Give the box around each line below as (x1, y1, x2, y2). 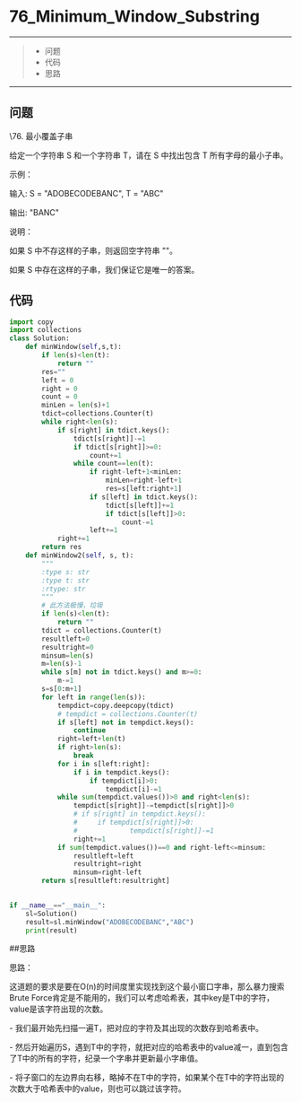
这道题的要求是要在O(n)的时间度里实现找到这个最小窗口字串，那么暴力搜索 (9, 981, 285, 993)
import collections (9, 326, 82, 335)
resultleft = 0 (41, 634, 90, 643)
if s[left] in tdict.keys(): (89, 492, 199, 502)
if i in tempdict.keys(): (73, 767, 170, 777)
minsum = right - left (73, 868, 142, 877)
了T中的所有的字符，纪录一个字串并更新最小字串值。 (9, 1053, 203, 1064)
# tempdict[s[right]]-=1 (73, 826, 215, 835)
